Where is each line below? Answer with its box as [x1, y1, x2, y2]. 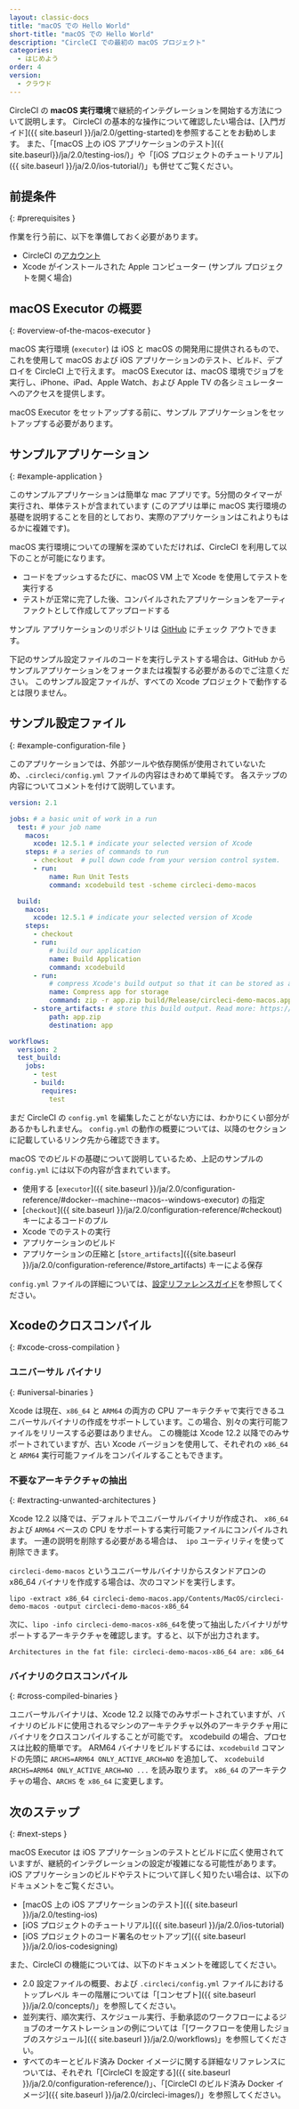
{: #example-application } [9, 471, 103, 481]
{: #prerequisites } [9, 213, 76, 223]
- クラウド [17, 79, 53, 88]
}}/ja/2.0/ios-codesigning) [21, 1941, 118, 1951]
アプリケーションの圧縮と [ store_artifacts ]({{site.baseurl [21, 1248, 236, 1259]
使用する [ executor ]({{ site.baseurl [21, 1183, 149, 1193]
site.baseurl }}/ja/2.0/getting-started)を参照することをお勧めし [39, 126, 270, 138]
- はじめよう [17, 54, 60, 63]
